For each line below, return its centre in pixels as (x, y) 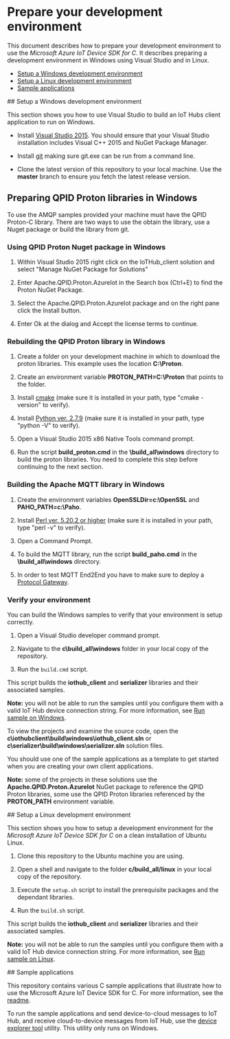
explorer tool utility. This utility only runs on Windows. (83, 1028)
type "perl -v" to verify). (51, 527)
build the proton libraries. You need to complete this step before (107, 459)
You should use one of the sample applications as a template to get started (113, 759)
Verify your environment (49, 600)
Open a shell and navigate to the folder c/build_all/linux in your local (114, 869)
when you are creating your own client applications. (80, 766)
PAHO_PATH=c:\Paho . (49, 507)
